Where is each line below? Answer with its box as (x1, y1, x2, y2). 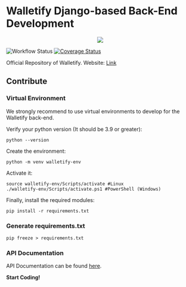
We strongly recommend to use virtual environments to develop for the (6, 108, 180, 115)
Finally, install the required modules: (6, 196, 95, 203)
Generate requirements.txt (6, 222, 85, 230)
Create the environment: (6, 147, 66, 154)
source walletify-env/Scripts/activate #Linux (6, 181, 124, 187)
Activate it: (6, 169, 33, 176)
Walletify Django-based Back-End (6, 4, 178, 18)
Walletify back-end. (6, 114, 54, 121)
